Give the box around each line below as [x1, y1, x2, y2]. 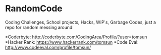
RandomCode [5, 3, 63, 14]
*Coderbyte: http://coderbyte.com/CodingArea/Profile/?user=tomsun [5, 34, 147, 40]
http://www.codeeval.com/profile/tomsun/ [5, 44, 91, 50]
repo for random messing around [5, 24, 73, 30]
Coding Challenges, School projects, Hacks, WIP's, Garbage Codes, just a [5, 19, 156, 25]
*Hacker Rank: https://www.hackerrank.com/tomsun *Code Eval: [5, 39, 139, 45]
